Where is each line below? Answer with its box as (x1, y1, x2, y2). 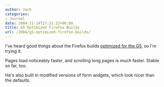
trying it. (5, 48, 22, 54)
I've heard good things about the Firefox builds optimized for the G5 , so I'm (5, 43, 157, 49)
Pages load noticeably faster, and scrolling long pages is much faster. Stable (5, 58, 159, 63)
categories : (5, 12, 29, 17)
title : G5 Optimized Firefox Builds (5, 25, 80, 30)
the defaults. (5, 77, 31, 83)
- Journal (5, 16, 25, 21)
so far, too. (5, 63, 27, 69)
